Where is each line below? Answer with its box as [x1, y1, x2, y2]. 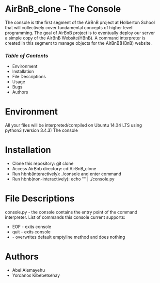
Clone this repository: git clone [12, 160, 74, 166]
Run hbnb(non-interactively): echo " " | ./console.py [12, 176, 115, 182]
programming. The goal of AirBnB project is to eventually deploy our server [5, 30, 155, 35]
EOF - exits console [12, 224, 52, 230]
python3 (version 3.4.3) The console [5, 127, 78, 133]
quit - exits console [12, 229, 51, 235]
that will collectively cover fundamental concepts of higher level [5, 24, 132, 30]
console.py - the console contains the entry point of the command [5, 209, 138, 215]
